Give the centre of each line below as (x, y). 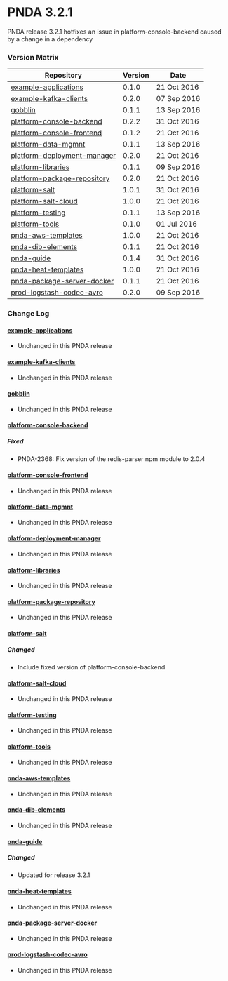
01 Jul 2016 (177, 224)
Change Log (28, 314)
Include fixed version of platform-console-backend (91, 667)
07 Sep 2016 (178, 99)
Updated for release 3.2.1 (54, 875)
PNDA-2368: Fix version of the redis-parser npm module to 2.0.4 (111, 459)
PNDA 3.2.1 (40, 12)
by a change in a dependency (50, 39)
